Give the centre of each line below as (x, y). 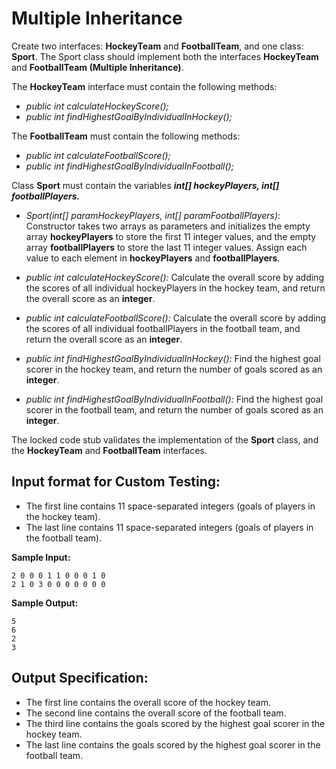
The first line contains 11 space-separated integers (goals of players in (170, 506)
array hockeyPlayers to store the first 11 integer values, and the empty (171, 236)
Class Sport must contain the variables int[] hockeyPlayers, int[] (145, 185)
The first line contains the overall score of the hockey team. (148, 702)
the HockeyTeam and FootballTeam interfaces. (109, 450)
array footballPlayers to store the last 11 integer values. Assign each (166, 247)
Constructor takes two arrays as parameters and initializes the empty (168, 226)
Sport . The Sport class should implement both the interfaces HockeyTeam (165, 56)
